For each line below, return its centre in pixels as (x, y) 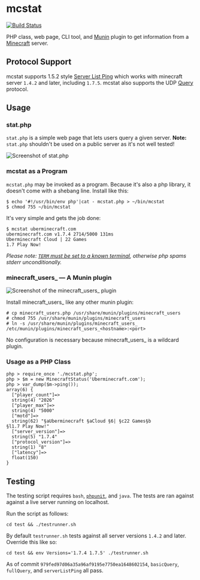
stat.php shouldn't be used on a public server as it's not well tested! (90, 144)
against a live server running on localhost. (58, 502)
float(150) (25, 458)
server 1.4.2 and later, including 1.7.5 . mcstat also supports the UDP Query (100, 83)
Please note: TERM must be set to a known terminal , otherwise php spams (96, 255)
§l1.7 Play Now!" (28, 426)
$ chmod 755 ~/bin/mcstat (38, 207)
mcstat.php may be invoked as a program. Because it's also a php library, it (99, 184)
